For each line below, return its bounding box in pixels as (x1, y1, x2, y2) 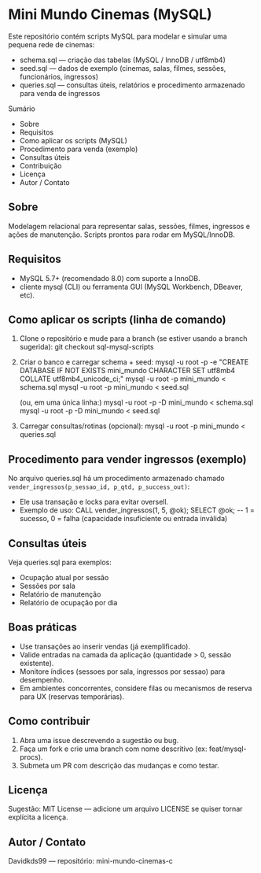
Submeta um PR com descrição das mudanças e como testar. (19, 760, 220, 770)
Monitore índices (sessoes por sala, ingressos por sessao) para (19, 667, 226, 676)
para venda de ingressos (19, 88, 101, 98)
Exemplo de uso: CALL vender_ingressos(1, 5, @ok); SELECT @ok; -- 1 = (19, 505, 255, 515)
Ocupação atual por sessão (19, 573, 109, 582)
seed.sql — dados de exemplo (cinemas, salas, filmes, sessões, (19, 63, 226, 72)
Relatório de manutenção (19, 590, 101, 599)
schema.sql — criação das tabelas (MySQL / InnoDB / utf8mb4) (19, 55, 226, 65)
